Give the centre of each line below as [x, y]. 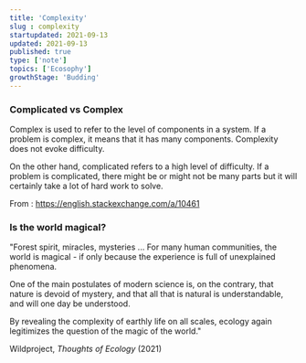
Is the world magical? [58, 227]
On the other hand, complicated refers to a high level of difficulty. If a [139, 166]
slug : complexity [44, 27]
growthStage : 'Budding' [55, 78]
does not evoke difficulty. [57, 149]
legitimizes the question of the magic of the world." [106, 331]
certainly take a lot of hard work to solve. [86, 186]
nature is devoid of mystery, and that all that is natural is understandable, [147, 294]
